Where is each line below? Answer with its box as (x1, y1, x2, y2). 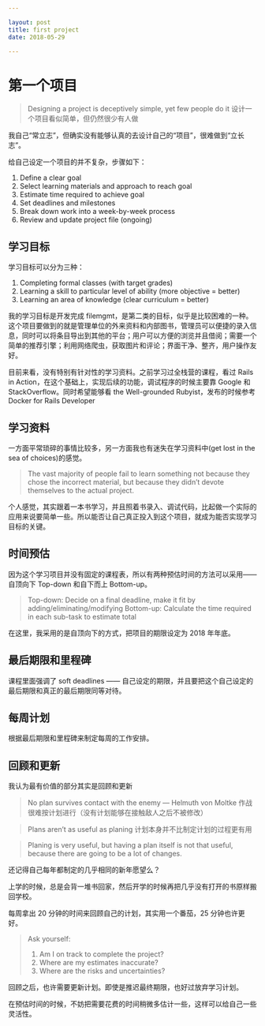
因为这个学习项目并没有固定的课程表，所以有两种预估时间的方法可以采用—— (8, 569, 257, 579)
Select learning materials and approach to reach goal (19, 182, 192, 191)
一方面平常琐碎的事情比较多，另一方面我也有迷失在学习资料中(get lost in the (8, 443, 256, 452)
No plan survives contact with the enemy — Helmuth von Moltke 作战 (27, 798, 253, 807)
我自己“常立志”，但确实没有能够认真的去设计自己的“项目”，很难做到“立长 (8, 131, 244, 140)
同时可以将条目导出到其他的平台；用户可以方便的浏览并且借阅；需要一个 (21, 331, 257, 340)
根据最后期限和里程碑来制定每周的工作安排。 (8, 733, 154, 743)
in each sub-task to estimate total (27, 612, 136, 621)
